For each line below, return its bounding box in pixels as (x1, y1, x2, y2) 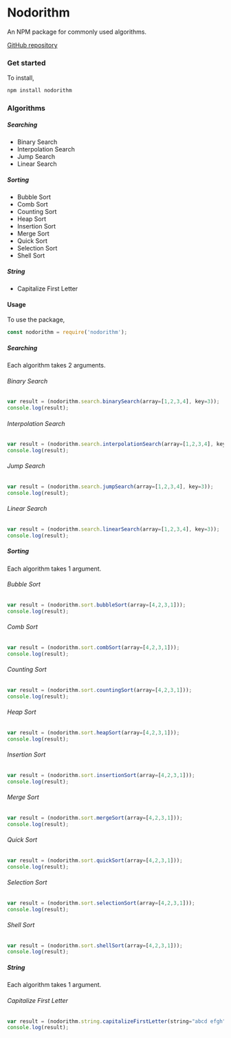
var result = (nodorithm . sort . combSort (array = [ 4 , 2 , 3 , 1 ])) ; (7, 644, 180, 651)
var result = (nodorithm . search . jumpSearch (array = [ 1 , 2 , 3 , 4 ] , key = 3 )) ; (7, 483, 214, 490)
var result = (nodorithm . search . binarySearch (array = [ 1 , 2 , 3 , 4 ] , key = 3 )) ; (7, 398, 220, 405)
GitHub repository (7, 41, 58, 49)
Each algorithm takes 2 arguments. (7, 361, 106, 369)
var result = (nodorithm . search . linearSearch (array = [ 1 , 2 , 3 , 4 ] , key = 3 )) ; (7, 526, 220, 533)
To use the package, (7, 315, 65, 324)
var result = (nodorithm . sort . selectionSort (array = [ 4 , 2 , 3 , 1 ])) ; (7, 900, 195, 907)
